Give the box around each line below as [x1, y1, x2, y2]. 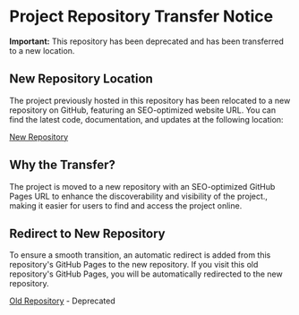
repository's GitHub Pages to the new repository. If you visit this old [9, 260, 259, 270]
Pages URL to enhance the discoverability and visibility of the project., [9, 191, 269, 201]
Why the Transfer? [9, 157, 116, 173]
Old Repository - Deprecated [9, 295, 116, 306]
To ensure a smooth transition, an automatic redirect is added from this [9, 250, 271, 260]
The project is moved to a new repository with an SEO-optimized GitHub [9, 181, 276, 192]
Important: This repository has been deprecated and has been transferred [9, 36, 284, 47]
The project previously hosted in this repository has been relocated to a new [9, 95, 291, 106]
